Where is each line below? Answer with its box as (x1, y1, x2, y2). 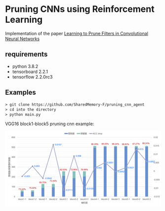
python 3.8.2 (12, 63, 39, 69)
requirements (5, 50, 48, 59)
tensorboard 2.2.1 (12, 69, 48, 74)
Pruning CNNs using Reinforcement (5, 3, 155, 15)
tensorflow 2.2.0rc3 (12, 73, 53, 80)
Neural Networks (5, 36, 40, 42)
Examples (5, 88, 36, 97)
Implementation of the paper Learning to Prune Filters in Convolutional (5, 30, 148, 36)
